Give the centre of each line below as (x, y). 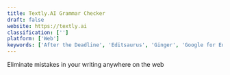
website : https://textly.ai (47, 26)
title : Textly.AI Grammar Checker (56, 13)
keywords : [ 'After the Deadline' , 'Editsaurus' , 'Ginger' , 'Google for (111, 45)
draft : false (26, 20)
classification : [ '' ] (38, 32)
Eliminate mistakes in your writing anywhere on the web (86, 64)
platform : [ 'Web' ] (33, 39)
